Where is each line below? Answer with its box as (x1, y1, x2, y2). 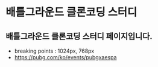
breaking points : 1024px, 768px (14, 47, 95, 54)
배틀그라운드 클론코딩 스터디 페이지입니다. (5, 31, 153, 41)
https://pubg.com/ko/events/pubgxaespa (14, 54, 117, 60)
